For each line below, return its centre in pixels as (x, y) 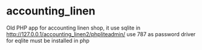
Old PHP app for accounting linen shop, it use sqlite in (73, 28)
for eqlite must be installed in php (48, 40)
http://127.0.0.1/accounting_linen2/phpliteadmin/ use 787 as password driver (101, 34)
